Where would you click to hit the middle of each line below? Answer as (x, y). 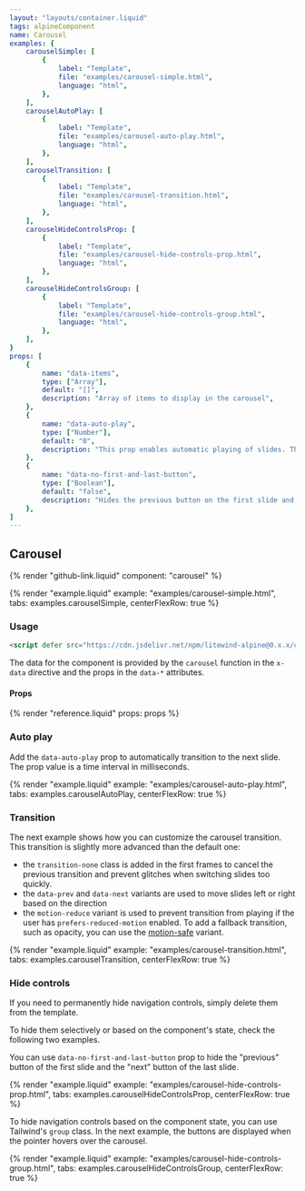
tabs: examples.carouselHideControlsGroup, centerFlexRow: (171, 1168)
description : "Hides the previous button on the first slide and (168, 500)
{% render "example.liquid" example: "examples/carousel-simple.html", (143, 593)
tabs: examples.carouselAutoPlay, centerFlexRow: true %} (118, 793)
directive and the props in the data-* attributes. (116, 672)
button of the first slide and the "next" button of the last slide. (124, 1067)
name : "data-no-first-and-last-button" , (119, 475)
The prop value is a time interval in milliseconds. (99, 766)
